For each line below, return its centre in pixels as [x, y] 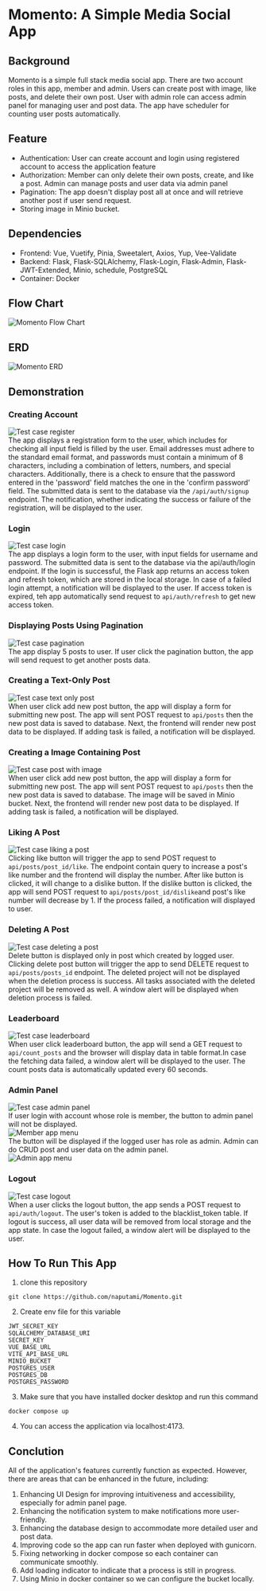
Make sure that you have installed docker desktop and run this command [139, 1397]
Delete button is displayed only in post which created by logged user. [121, 955]
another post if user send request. [75, 200]
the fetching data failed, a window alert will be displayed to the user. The [127, 1061]
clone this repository [53, 1282]
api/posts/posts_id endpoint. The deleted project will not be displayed [124, 972]
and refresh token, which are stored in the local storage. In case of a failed [130, 579]
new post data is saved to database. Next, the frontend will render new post [132, 723]
